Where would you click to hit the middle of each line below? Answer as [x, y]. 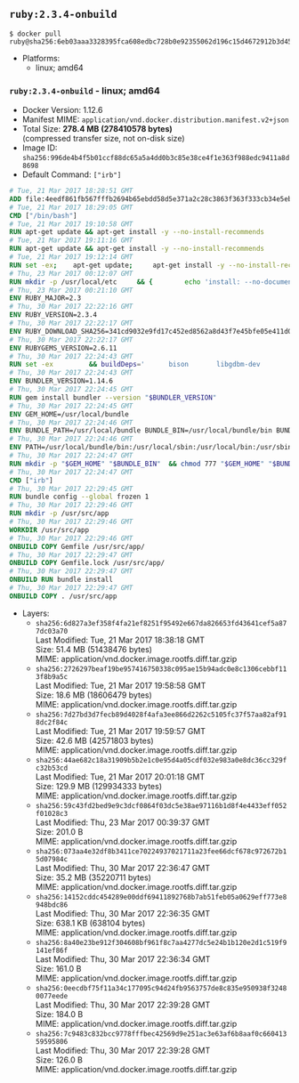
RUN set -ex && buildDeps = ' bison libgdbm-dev [135, 365]
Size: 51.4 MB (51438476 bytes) [94, 649]
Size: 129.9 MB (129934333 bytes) [99, 786]
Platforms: [41, 58]
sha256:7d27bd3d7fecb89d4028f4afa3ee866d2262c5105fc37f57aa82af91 [161, 715]
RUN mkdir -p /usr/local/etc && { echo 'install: [125, 282]
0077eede [52, 996]
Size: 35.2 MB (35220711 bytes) [93, 877]
